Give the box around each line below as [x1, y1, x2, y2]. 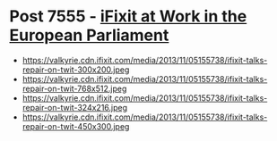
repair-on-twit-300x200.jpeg [22, 64, 130, 75]
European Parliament [9, 25, 169, 46]
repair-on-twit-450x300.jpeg [22, 120, 130, 131]
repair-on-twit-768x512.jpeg [22, 83, 127, 94]
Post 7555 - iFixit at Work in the [9, 6, 247, 27]
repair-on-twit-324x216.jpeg [22, 102, 128, 112]
